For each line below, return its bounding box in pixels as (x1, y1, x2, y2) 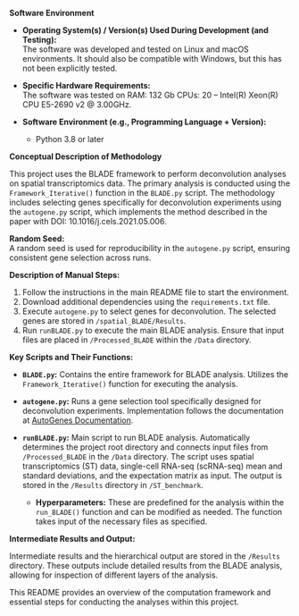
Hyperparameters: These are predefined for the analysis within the (35, 497, 285, 508)
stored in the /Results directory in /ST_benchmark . (21, 480, 203, 490)
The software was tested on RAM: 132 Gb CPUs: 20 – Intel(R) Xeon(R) (21, 89, 278, 100)
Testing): (21, 35, 57, 45)
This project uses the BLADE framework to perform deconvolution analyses (9, 169, 287, 179)
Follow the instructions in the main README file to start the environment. (21, 287, 289, 298)
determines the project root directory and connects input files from (21, 442, 269, 452)
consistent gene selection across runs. (9, 252, 152, 263)
